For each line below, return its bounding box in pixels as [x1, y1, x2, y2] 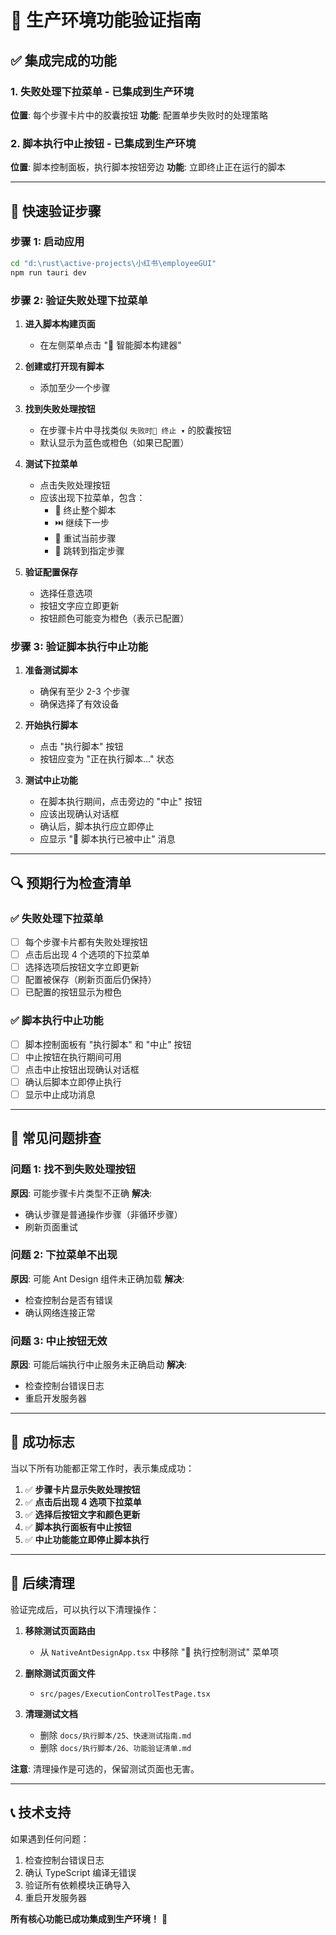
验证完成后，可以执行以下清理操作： [10, 1603, 160, 1615]
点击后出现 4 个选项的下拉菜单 [24, 948, 150, 960]
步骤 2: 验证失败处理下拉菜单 [10, 293, 148, 307]
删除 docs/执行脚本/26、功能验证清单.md [39, 1741, 192, 1753]
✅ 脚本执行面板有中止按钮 [24, 1521, 132, 1533]
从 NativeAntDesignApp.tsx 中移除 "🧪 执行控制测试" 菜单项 [39, 1646, 280, 1658]
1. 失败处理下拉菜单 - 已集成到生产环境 [10, 84, 195, 98]
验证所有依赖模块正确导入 [24, 1879, 131, 1891]
